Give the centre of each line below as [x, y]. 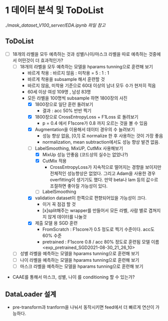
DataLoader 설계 [31, 294]
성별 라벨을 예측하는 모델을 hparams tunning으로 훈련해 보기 [79, 254]
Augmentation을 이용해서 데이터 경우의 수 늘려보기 [85, 129]
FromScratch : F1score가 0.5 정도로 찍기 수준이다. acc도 [99, 230]
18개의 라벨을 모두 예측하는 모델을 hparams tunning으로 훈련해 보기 [87, 66]
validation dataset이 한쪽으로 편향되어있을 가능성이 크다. [91, 198]
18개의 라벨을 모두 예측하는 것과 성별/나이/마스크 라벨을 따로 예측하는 [80, 54]
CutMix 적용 [54, 161]
